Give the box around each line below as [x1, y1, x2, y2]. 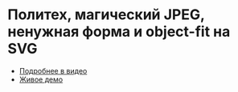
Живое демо [18, 74, 64, 84]
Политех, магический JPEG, [7, 6, 205, 24]
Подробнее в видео [18, 66, 88, 75]
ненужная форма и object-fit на [7, 22, 231, 41]
